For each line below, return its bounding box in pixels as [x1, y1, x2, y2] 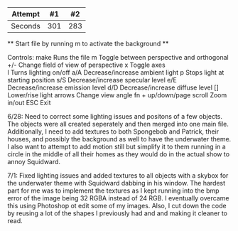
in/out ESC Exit [7, 99, 51, 107]
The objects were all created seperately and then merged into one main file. [7, 120, 229, 128]
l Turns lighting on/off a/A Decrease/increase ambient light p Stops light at [7, 68, 225, 77]
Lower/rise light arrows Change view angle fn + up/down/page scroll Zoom [7, 91, 227, 99]
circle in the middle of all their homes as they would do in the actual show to [7, 150, 229, 159]
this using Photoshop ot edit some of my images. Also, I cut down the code [7, 202, 227, 210]
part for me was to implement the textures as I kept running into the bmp [7, 186, 220, 195]
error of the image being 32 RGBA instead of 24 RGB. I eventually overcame [7, 194, 229, 202]
